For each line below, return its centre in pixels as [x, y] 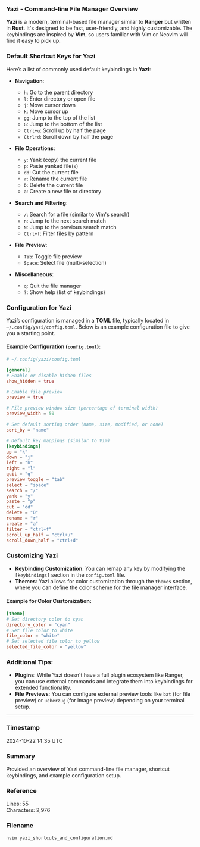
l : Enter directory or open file [60, 99]
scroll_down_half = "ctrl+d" [42, 540]
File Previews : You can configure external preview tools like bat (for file [102, 694]
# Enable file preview [34, 392]
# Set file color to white [40, 630]
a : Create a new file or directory [62, 191]
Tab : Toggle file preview [53, 256]
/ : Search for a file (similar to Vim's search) [76, 214]
